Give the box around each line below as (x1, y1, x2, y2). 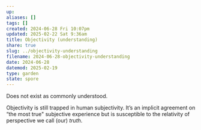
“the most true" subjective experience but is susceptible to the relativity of (6, 111, 190, 118)
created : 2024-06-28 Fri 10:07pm (6, 25, 90, 32)
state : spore (6, 76, 39, 82)
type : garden (6, 70, 39, 76)
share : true (6, 43, 36, 49)
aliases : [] (6, 14, 36, 20)
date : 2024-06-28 (6, 59, 50, 65)
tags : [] (6, 20, 28, 26)
